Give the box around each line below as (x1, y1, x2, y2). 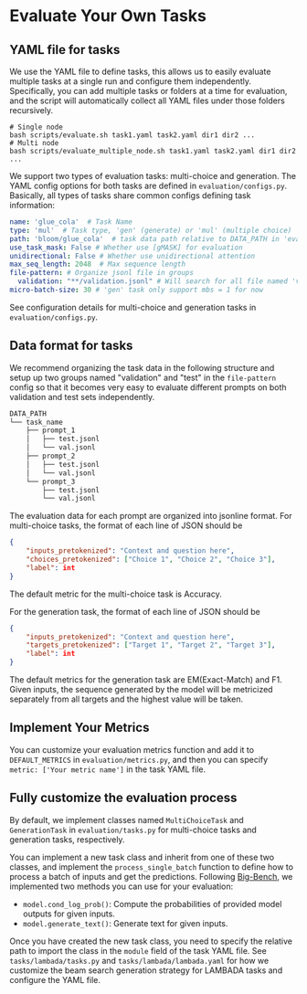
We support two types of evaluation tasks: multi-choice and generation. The (9, 171, 297, 181)
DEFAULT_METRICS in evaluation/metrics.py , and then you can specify (9, 754, 269, 765)
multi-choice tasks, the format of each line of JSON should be (9, 520, 243, 531)
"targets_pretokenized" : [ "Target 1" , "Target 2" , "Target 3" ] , (26, 640, 276, 650)
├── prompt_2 (26, 451, 76, 461)
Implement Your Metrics (9, 720, 150, 735)
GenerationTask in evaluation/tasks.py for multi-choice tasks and (9, 824, 258, 835)
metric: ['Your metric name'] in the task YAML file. (9, 764, 206, 775)
